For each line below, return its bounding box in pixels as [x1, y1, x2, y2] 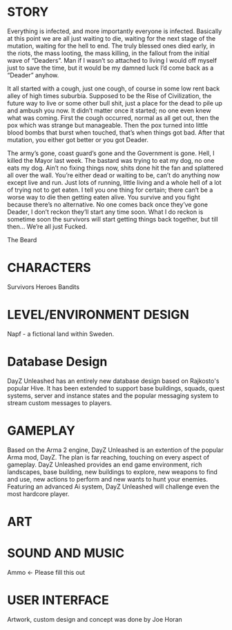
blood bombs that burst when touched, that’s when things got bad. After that [7, 128, 225, 137]
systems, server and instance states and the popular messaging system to [7, 391, 219, 400]
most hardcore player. [7, 489, 70, 498]
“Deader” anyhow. [7, 70, 59, 79]
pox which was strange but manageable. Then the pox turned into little [7, 121, 209, 129]
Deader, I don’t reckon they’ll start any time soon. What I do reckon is [7, 208, 204, 216]
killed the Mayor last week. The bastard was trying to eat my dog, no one [7, 156, 215, 164]
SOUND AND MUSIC [7, 546, 125, 561]
